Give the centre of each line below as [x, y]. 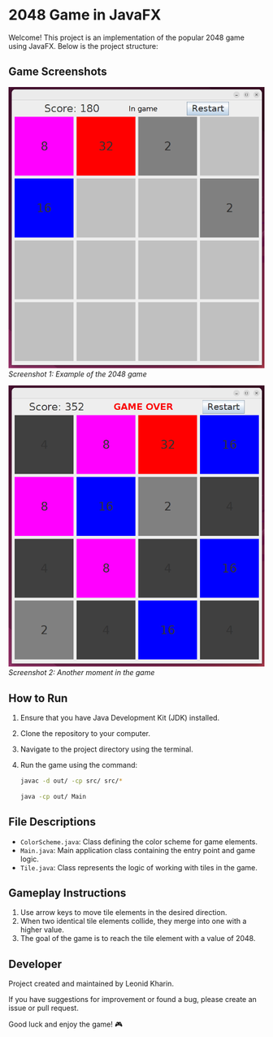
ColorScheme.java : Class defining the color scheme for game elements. [139, 841]
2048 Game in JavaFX [85, 15]
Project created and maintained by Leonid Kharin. [91, 984]
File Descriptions [52, 822]
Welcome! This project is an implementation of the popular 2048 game [127, 37]
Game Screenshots [58, 72]
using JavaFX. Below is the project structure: [83, 46]
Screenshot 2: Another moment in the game [82, 673]
